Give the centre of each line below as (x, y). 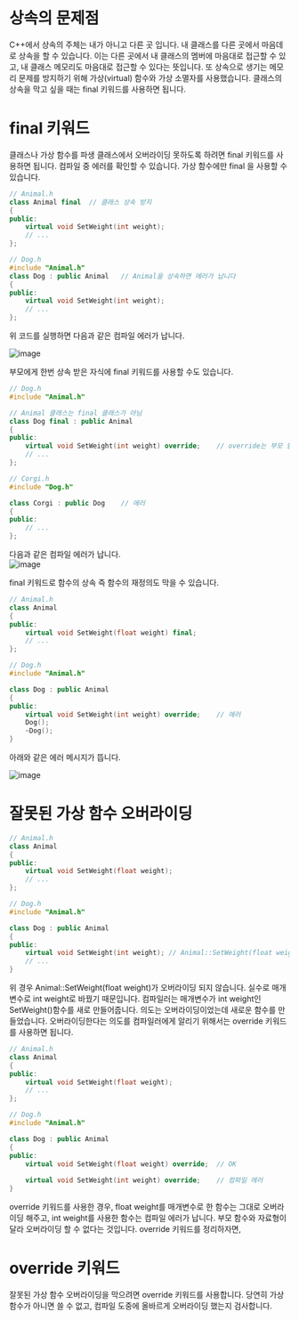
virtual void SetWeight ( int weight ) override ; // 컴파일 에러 (144, 1180)
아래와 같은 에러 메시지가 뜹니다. (65, 757)
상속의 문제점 (54, 18)
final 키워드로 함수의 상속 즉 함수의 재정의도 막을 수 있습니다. (114, 583)
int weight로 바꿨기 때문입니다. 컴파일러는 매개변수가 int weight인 (147, 999)
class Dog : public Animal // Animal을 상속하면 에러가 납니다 (122, 276)
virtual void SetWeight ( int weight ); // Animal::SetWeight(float (149, 953)
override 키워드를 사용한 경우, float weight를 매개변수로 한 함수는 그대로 (135, 1207)
